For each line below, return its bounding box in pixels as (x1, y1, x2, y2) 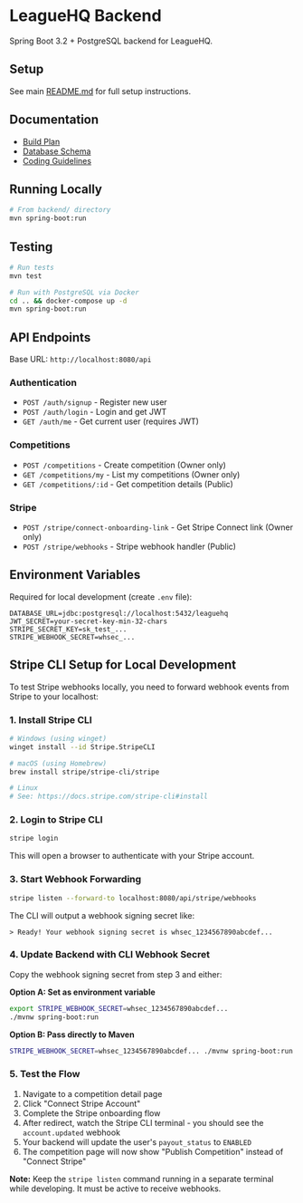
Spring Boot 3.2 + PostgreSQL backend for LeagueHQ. (9, 35, 213, 46)
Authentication (9, 377, 77, 390)
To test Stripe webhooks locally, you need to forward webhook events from (9, 681, 289, 692)
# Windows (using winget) (9, 734, 107, 743)
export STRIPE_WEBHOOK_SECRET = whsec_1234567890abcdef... (9, 1004, 229, 1013)
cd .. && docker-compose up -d (9, 296, 128, 305)
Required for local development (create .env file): (9, 591, 193, 602)
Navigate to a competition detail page (22, 1088, 163, 1099)
